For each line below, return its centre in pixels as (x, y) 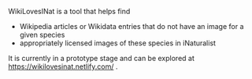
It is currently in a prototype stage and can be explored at (102, 58)
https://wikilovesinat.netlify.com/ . (63, 66)
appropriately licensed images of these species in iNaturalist (118, 43)
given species (42, 35)
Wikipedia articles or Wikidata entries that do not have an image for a (132, 26)
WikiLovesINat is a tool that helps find (69, 11)
